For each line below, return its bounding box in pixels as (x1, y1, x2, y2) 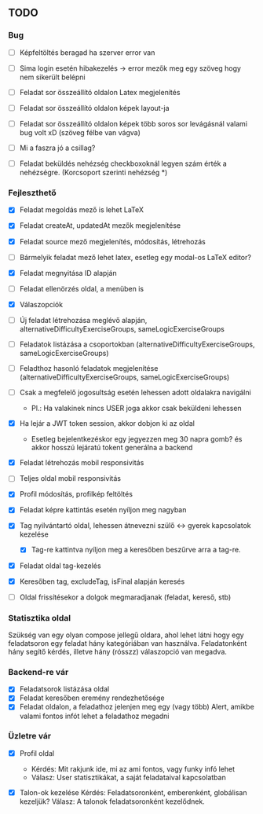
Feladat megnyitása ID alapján (19, 268, 117, 277)
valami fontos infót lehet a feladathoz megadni (19, 711, 170, 720)
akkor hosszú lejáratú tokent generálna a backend (31, 443, 193, 453)
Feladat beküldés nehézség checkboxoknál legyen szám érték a (19, 159, 228, 168)
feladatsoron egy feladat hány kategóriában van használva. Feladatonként (8, 639, 247, 648)
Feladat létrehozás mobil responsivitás (19, 458, 144, 467)
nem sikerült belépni (19, 72, 86, 82)
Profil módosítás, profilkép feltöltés (19, 489, 133, 499)
